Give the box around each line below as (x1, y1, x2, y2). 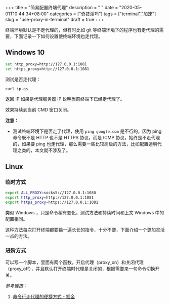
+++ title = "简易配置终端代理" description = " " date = (5, 5, 118, 10)
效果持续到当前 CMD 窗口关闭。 (5, 107, 72, 113)
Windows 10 (5, 48, 45, 57)
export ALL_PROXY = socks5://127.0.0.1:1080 (5, 191, 96, 196)
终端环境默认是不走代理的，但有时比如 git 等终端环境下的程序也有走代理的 (5, 27, 159, 33)
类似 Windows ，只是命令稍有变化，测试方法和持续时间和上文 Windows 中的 (5, 209, 164, 215)
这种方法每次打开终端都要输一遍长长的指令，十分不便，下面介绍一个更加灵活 (5, 226, 165, 233)
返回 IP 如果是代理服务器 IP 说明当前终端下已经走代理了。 (5, 96, 125, 102)
